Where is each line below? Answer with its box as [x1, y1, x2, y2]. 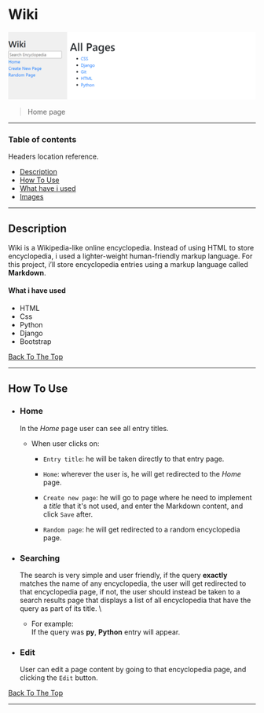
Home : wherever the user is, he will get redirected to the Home [42, 469, 242, 478]
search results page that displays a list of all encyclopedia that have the [19, 595, 251, 605]
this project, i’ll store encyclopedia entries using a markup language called [8, 259, 249, 269]
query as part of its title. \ [19, 604, 102, 613]
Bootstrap [19, 337, 52, 346]
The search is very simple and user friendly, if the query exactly [19, 571, 228, 580]
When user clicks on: [31, 438, 100, 448]
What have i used [19, 184, 76, 193]
